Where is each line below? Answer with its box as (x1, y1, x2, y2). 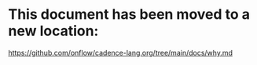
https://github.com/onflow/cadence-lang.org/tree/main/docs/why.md (8, 48, 233, 57)
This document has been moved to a (8, 5, 250, 23)
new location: (8, 22, 99, 40)
